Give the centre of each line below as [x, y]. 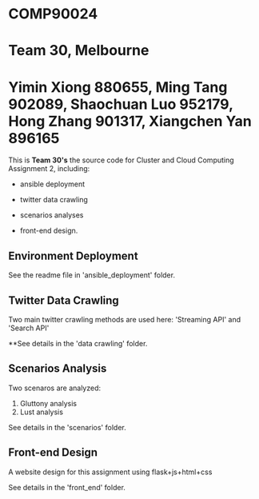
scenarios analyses [52, 215]
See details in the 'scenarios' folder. [67, 427]
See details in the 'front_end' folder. [67, 487]
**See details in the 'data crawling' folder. [78, 343]
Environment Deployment [73, 255]
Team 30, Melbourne [79, 51]
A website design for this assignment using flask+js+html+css [110, 472]
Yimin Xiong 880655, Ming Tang [118, 87]
